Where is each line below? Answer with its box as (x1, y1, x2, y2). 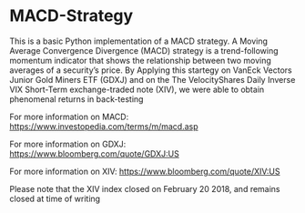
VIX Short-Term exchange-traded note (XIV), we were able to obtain (9, 84, 265, 95)
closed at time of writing (9, 193, 101, 204)
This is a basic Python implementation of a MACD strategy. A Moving (9, 35, 269, 46)
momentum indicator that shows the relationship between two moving (9, 55, 271, 66)
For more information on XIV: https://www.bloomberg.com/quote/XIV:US (9, 166, 280, 177)
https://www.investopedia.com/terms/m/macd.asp (9, 120, 198, 132)
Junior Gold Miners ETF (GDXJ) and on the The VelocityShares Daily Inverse (9, 74, 296, 85)
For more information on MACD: (9, 111, 129, 122)
